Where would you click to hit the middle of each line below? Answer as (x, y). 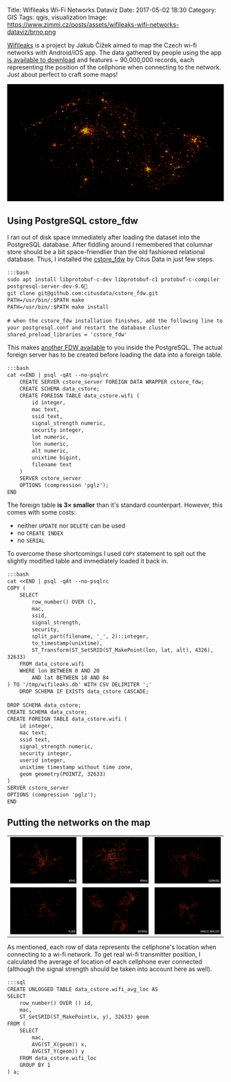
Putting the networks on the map (79, 823)
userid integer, (43, 760)
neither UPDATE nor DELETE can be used (71, 526)
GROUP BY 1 (35, 1065)
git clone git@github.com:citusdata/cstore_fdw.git (82, 293)
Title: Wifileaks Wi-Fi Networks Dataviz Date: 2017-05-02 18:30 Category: (112, 10)
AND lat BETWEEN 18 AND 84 (70, 678)
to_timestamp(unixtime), (67, 643)
